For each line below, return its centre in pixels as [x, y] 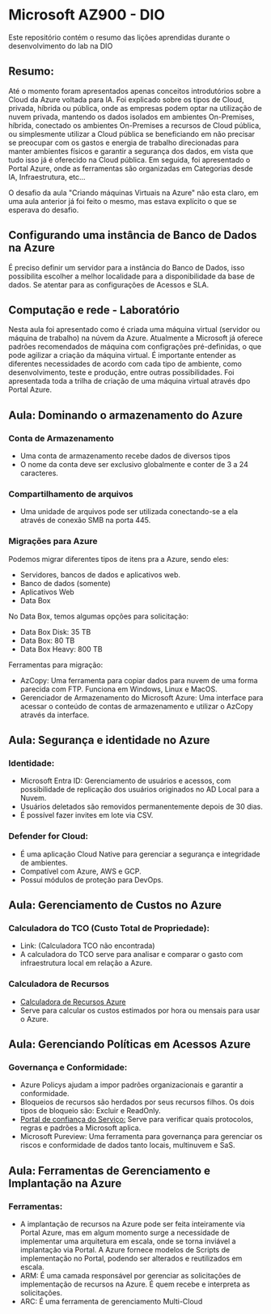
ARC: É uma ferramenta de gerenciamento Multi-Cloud [111, 1301]
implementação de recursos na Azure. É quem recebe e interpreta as [135, 1284]
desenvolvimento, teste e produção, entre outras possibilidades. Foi [121, 372]
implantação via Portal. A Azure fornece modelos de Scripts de [125, 1250]
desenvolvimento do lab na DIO [61, 45]
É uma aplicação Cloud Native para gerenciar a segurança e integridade [140, 854]
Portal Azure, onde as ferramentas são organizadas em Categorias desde [131, 168]
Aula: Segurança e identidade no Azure [109, 740]
